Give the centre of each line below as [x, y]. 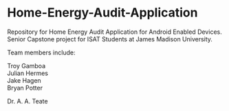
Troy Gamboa [26, 65]
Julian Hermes [28, 73]
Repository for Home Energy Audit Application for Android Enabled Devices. [115, 32]
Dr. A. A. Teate [28, 101]
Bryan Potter [25, 88]
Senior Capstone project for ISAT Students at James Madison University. [110, 39]
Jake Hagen [24, 80]
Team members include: [41, 52]
